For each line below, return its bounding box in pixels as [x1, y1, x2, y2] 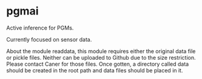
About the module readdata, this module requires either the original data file [6, 47, 196, 55]
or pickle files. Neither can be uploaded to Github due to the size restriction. [6, 54, 196, 61]
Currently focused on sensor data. [6, 36, 92, 43]
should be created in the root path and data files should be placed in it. [6, 66, 183, 74]
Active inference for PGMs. [6, 24, 74, 31]
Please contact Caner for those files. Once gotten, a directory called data [6, 60, 189, 68]
